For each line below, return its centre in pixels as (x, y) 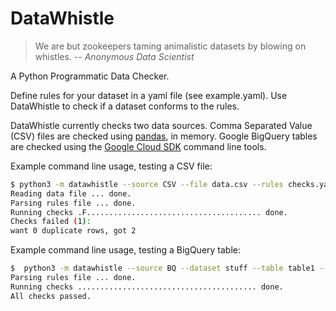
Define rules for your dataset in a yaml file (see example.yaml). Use (149, 95)
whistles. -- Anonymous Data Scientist (114, 56)
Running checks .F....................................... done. (149, 212)
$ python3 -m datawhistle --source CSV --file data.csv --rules (147, 184)
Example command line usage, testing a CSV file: (111, 166)
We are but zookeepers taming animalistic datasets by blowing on (170, 46)
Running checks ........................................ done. (147, 287)
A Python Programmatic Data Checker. (90, 76)
